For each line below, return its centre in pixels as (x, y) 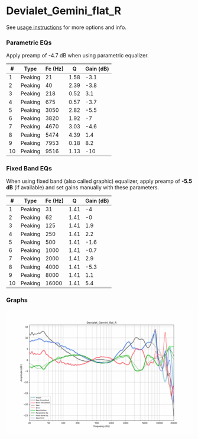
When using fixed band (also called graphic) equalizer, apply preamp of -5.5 (99, 181)
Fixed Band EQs (29, 168)
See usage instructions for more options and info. (66, 27)
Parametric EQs (29, 43)
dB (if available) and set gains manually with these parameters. (83, 188)
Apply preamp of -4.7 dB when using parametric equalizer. (77, 56)
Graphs (17, 300)
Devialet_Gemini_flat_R (64, 11)
